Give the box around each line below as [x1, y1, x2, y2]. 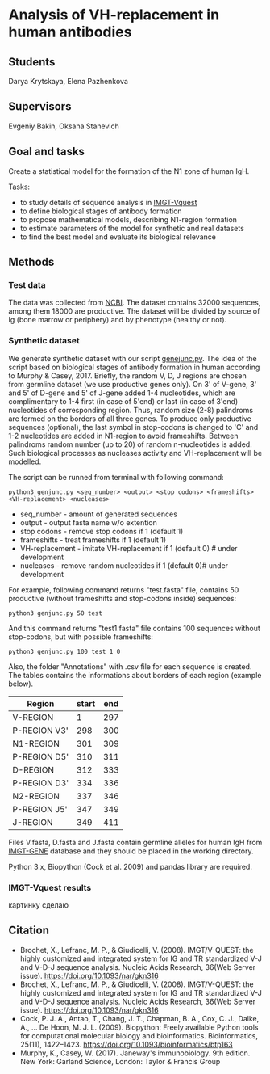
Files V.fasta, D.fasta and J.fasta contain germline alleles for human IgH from [8, 837, 263, 847]
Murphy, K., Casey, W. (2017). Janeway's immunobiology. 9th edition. [19, 1048, 251, 1058]
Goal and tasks [8, 145, 85, 158]
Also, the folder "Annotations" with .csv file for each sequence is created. [8, 661, 252, 672]
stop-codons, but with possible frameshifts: [8, 632, 153, 642]
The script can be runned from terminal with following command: [8, 472, 224, 482]
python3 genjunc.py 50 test [8, 609, 103, 617]
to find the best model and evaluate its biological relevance [19, 232, 216, 242]
